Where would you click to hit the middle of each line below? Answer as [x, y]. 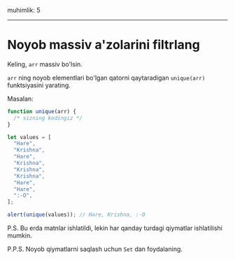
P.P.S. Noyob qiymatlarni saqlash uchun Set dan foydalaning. [95, 249]
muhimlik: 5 [24, 10]
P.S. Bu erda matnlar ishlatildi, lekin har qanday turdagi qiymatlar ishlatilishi [115, 228]
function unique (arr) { [42, 111]
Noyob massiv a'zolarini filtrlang [104, 45]
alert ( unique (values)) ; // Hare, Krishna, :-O [76, 215]
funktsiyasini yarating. [39, 85]
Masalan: [20, 99]
